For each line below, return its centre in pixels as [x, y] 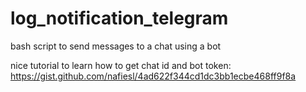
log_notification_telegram [119, 18]
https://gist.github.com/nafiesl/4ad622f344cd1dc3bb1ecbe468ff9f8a [153, 76]
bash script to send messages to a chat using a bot [116, 46]
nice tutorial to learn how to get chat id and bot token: [121, 65]
